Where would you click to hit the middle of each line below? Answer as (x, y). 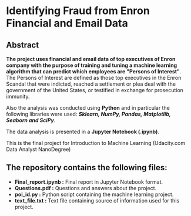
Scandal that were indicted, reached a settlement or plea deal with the (91, 84)
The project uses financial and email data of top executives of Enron (91, 59)
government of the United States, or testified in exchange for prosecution (95, 90)
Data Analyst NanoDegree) (38, 149)
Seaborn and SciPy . (31, 120)
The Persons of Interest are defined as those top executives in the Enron (94, 78)
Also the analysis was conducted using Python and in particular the (88, 108)
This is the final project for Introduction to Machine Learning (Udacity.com (96, 143)
